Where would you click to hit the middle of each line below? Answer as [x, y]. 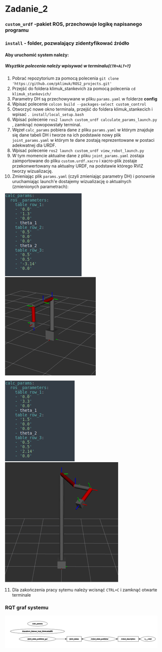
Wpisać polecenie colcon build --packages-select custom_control [79, 104]
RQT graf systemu [27, 607]
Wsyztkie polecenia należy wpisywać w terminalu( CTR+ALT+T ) [68, 66]
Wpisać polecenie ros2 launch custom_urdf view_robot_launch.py [78, 150]
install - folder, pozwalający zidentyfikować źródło [67, 43]
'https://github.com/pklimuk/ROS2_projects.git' [62, 84]
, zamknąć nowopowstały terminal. [47, 124]
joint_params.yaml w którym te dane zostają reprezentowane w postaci [83, 140]
